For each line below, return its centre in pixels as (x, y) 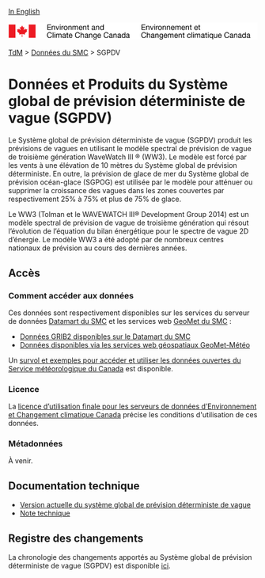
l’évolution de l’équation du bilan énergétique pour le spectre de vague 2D (129, 231)
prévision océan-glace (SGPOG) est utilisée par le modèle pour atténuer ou (131, 182)
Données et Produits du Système (118, 84)
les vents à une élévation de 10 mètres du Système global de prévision (123, 165)
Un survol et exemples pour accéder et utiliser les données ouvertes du (125, 360)
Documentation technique (74, 486)
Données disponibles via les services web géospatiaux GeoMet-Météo (135, 344)
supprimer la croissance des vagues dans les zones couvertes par (116, 191)
